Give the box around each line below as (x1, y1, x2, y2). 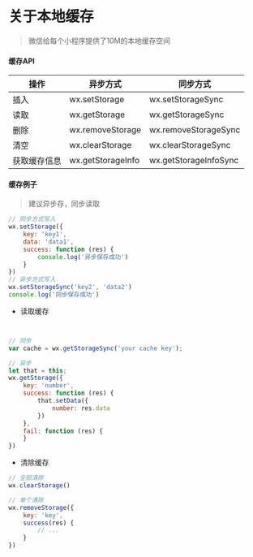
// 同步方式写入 (8, 215, 56, 223)
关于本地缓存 (8, 7, 95, 26)
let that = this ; (8, 366, 67, 374)
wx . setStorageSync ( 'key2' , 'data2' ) (8, 283, 132, 291)
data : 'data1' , (23, 237, 75, 246)
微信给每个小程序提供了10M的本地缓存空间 (28, 36, 170, 45)
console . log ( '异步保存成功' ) (37, 253, 129, 261)
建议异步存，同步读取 (28, 199, 100, 209)
